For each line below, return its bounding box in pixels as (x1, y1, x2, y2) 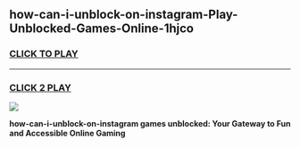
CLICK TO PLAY (9, 48, 79, 61)
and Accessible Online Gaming (9, 127, 126, 138)
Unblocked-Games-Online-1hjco (9, 21, 195, 37)
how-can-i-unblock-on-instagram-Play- (9, 7, 238, 22)
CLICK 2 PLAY (9, 81, 71, 94)
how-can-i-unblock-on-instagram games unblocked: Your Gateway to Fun (9, 118, 291, 128)
